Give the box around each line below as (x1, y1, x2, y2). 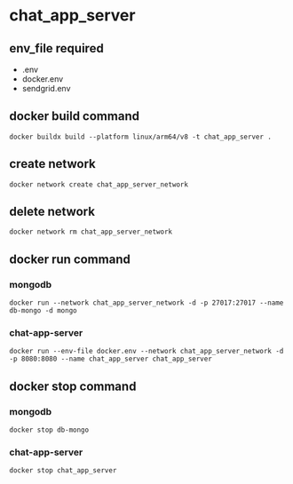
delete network (9, 204, 96, 219)
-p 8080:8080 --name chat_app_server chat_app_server (9, 354, 213, 364)
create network (9, 156, 96, 171)
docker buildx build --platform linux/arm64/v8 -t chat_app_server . (9, 132, 273, 141)
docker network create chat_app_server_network (9, 179, 189, 189)
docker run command (9, 251, 131, 266)
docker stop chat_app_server (9, 466, 117, 475)
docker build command (9, 108, 140, 124)
